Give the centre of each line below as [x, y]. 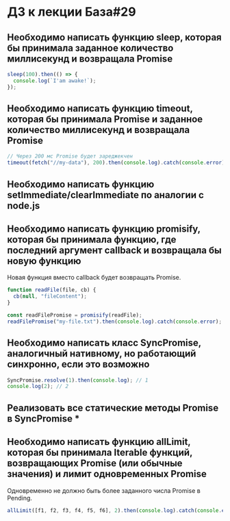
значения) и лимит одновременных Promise [107, 474]
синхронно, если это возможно [78, 364]
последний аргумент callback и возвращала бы [114, 250]
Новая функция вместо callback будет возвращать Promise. [94, 278]
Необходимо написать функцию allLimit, [99, 442]
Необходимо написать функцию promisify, [104, 229]
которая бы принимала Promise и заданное [105, 120]
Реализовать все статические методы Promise [113, 408]
